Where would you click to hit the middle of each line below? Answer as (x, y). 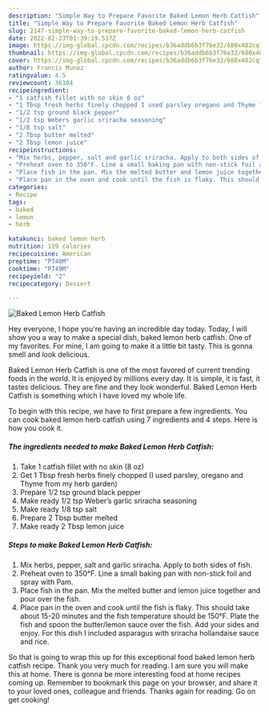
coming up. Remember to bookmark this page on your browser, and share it (133, 683)
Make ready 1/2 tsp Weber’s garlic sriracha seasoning (108, 501)
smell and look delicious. (49, 354)
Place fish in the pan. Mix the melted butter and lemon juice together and (140, 591)
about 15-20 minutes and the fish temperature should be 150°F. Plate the (139, 616)
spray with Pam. (46, 582)
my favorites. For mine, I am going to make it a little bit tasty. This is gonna (130, 346)
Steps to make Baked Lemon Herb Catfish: (80, 544)
